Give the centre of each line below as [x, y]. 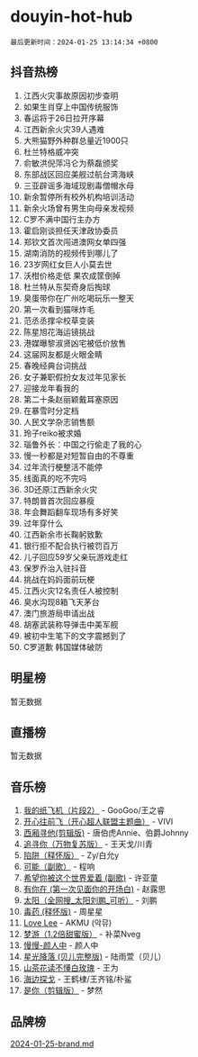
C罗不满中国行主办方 [62, 219]
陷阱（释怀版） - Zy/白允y [71, 855]
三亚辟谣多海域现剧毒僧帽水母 [78, 185]
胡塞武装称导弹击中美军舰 [71, 624]
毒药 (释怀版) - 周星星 [63, 912]
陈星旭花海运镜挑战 [59, 331]
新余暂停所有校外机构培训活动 [78, 196]
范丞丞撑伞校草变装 [59, 321]
